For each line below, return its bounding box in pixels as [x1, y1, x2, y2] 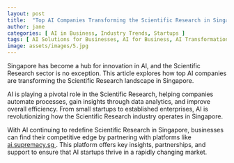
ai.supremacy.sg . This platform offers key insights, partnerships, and [7, 141, 206, 148]
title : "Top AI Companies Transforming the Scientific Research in [7, 17, 210, 24]
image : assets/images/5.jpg [7, 42, 89, 49]
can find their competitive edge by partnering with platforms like [7, 133, 192, 141]
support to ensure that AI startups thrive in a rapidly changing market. [7, 148, 208, 156]
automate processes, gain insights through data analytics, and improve [7, 98, 211, 105]
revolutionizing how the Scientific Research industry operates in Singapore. [7, 112, 224, 121]
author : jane [7, 23, 45, 30]
